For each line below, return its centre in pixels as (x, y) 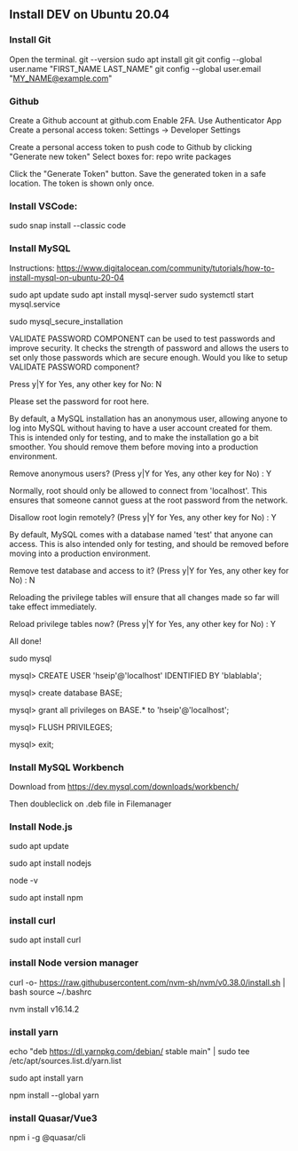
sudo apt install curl (45, 940)
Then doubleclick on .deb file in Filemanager (90, 804)
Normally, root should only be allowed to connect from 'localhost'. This (138, 490)
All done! (25, 641)
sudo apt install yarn (47, 1078)
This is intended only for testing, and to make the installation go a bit (134, 437)
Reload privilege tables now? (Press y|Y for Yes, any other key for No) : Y (143, 623)
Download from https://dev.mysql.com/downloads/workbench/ (124, 786)
